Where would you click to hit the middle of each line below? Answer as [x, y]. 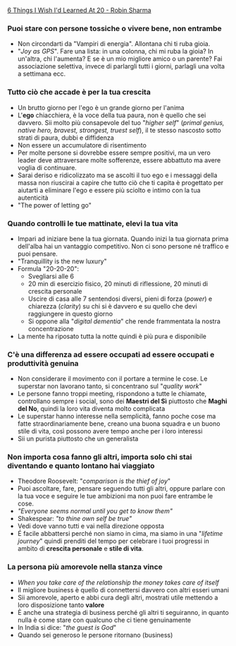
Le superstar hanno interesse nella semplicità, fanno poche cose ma [117, 417]
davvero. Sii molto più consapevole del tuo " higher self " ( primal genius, [121, 122]
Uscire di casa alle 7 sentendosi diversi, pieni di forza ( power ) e [120, 299]
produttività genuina [43, 363]
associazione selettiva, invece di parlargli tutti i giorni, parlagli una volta [121, 66]
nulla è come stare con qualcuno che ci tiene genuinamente [104, 620]
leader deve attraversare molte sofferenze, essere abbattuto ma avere [119, 160]
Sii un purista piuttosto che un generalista [78, 439]
